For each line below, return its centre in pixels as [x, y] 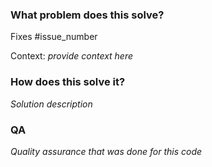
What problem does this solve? [87, 15]
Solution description [51, 104]
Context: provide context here [72, 56]
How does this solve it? [68, 82]
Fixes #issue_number [54, 37]
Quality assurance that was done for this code [106, 151]
